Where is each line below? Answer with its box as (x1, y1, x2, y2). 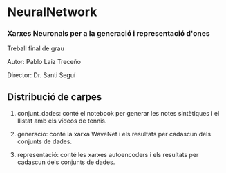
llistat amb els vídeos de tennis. (17, 116, 107, 125)
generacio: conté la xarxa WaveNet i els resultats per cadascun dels (17, 130, 211, 139)
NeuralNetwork (7, 4, 97, 20)
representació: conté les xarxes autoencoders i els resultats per (17, 151, 199, 159)
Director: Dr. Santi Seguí (7, 71, 76, 79)
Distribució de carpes (7, 91, 102, 103)
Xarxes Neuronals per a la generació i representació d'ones (7, 29, 210, 39)
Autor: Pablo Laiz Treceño (7, 58, 82, 66)
